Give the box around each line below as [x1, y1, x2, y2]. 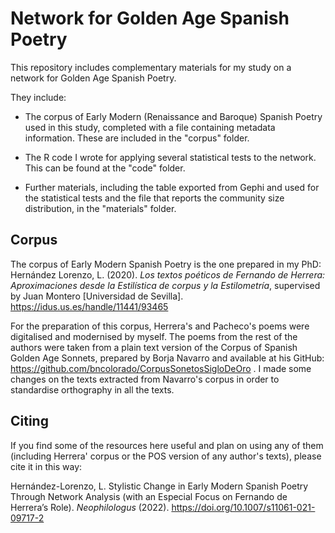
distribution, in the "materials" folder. [24, 202, 177, 214]
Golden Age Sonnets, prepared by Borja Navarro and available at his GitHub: [10, 352, 325, 364]
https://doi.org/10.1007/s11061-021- [171, 501, 316, 513]
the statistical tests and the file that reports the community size [24, 192, 285, 204]
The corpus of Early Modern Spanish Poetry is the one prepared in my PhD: [10, 258, 322, 270]
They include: [10, 91, 67, 103]
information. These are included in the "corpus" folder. [24, 132, 250, 144]
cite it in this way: [10, 460, 83, 472]
